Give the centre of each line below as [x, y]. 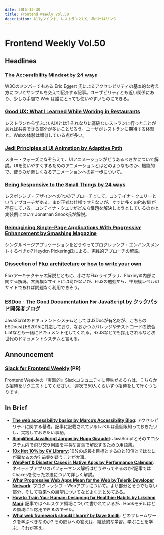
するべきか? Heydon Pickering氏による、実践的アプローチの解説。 [76, 251]
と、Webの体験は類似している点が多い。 [46, 135]
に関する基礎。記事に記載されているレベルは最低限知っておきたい [91, 426]
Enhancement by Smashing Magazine [51, 233]
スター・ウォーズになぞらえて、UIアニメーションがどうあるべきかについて [80, 159]
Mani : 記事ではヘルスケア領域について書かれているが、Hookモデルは [82, 503]
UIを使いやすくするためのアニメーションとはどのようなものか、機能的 [84, 165]
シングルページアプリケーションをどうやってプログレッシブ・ [67, 245]
